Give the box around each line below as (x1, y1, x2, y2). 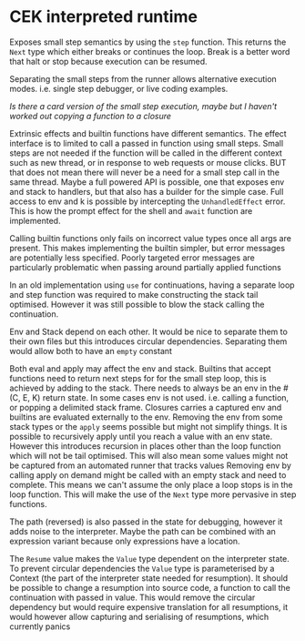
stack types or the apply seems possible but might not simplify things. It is (9, 421, 288, 432)
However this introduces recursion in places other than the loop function (9, 440, 281, 452)
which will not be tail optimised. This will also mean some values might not (9, 450, 289, 461)
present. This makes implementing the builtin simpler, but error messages (9, 242, 285, 253)
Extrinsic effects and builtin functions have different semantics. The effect (9, 127, 287, 138)
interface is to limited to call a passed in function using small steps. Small (9, 137, 284, 148)
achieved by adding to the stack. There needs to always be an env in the (9, 382, 282, 393)
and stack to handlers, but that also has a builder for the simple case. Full (9, 186, 284, 197)
